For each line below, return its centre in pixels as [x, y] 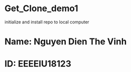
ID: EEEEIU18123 [38, 64]
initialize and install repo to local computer [47, 22]
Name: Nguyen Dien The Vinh [66, 42]
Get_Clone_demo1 [41, 9]
